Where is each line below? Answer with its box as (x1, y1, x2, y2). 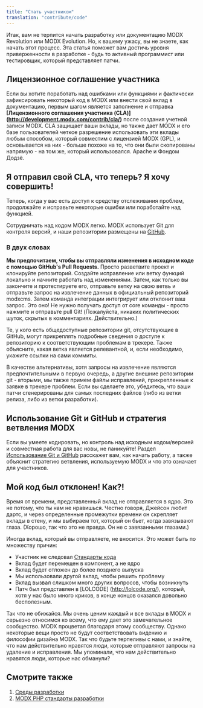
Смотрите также (6, 672, 73, 683)
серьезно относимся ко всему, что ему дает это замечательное (6, 616, 173, 623)
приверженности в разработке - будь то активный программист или (6, 50, 184, 57)
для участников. (6, 464, 49, 471)
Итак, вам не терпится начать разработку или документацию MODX (6, 31, 183, 38)
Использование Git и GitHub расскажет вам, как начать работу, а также (6, 451, 193, 459)
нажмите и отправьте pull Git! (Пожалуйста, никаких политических (6, 308, 179, 316)
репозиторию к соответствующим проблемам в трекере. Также (6, 339, 173, 346)
